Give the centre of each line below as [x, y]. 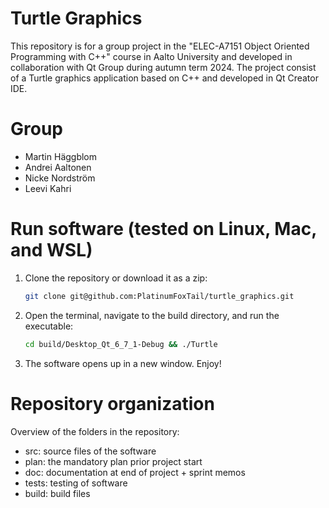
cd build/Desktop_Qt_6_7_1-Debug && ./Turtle [121, 344]
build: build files [57, 493]
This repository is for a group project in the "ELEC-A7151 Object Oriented [160, 46]
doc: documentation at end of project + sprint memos [135, 472]
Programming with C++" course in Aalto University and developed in [151, 56]
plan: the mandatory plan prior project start [113, 461]
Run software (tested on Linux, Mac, [163, 229]
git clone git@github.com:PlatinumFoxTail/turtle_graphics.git [159, 296]
